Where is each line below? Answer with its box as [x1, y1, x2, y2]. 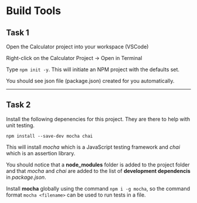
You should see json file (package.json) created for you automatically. [6, 78, 175, 84]
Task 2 [6, 100, 31, 110]
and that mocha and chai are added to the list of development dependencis [6, 167, 191, 174]
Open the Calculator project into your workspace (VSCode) [6, 43, 149, 50]
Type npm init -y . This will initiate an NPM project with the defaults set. [6, 66, 180, 73]
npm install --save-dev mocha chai [6, 133, 93, 139]
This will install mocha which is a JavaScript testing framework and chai [6, 143, 181, 151]
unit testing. [6, 122, 35, 129]
